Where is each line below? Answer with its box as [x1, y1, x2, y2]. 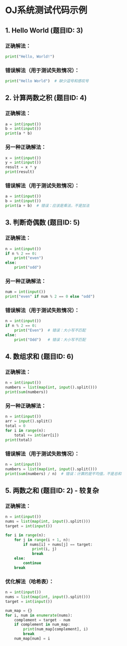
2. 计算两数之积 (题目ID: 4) [5, 94, 87, 102]
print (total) [5, 437, 32, 443]
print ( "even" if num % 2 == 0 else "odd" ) [5, 294, 95, 299]
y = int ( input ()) [5, 160, 41, 165]
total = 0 [5, 423, 26, 428]
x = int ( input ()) [5, 155, 41, 160]
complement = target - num [14, 617, 70, 622]
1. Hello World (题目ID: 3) [5, 26, 83, 35]
